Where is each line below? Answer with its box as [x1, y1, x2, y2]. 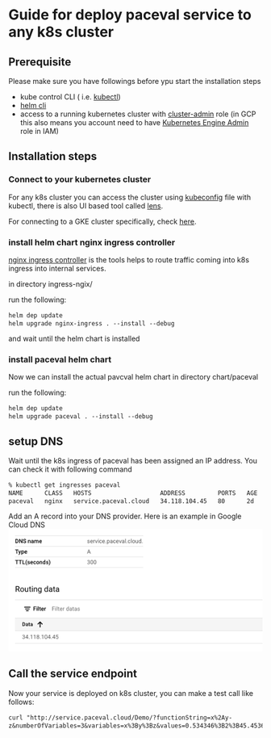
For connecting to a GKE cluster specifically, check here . [8, 216, 197, 226]
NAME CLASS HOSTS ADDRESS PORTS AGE [8, 489, 258, 497]
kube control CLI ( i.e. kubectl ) [19, 92, 121, 102]
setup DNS [8, 434, 64, 448]
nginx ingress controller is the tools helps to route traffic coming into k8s [8, 254, 250, 264]
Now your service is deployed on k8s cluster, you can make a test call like [8, 688, 254, 698]
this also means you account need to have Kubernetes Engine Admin [19, 118, 249, 127]
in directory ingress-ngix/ [8, 279, 93, 288]
